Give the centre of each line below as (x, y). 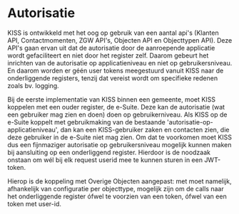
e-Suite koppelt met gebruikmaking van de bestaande (86, 122)
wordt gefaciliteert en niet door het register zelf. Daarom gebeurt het (108, 55)
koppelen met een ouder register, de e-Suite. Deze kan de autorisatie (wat (116, 107)
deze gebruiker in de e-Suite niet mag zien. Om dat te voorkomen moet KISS (119, 137)
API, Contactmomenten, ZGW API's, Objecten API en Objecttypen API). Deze (120, 40)
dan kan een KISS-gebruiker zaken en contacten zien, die (145, 129)
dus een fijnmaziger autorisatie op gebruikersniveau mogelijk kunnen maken (119, 144)
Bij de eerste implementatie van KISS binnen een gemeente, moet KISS (112, 99)
